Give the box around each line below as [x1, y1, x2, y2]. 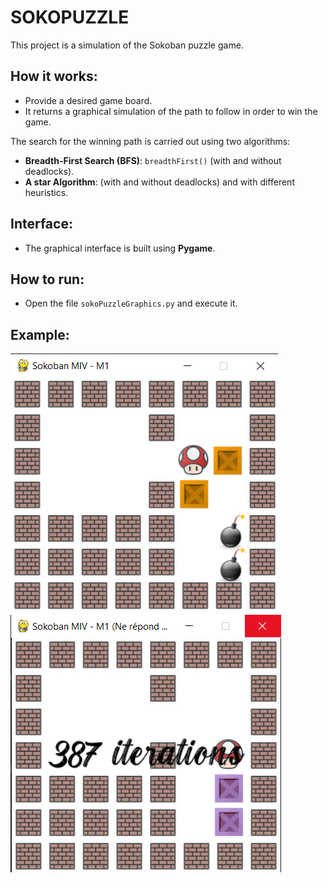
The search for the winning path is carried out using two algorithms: [10, 135, 291, 147]
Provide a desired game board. [24, 94, 153, 106]
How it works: [10, 68, 98, 85]
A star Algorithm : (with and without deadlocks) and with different [24, 176, 295, 188]
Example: [10, 326, 70, 343]
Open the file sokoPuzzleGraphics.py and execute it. [24, 297, 238, 310]
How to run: [10, 271, 85, 288]
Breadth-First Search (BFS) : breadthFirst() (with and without [24, 154, 282, 166]
